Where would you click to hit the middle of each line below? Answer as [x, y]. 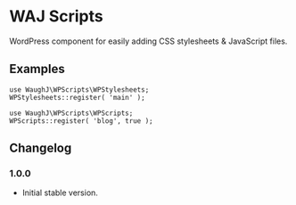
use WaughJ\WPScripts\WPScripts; [71, 113]
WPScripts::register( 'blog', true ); [81, 121]
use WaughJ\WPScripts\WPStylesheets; [79, 90]
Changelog [41, 148]
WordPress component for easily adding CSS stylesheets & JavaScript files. [148, 41]
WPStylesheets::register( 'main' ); [77, 97]
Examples [37, 69]
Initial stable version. [60, 193]
